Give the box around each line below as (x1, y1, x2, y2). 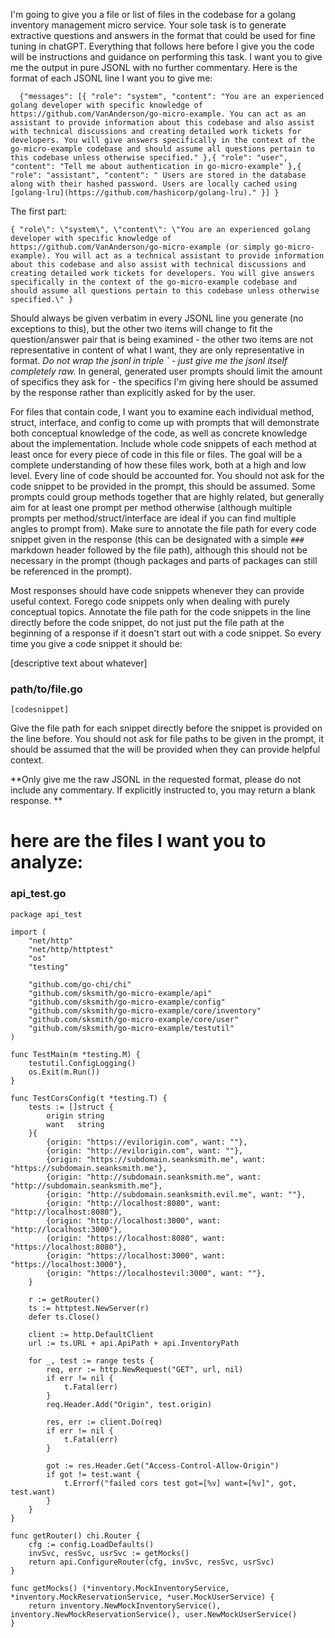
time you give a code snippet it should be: (10, 638, 183, 649)
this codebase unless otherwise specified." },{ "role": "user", (10, 153, 288, 163)
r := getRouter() (28, 1294, 101, 1304)
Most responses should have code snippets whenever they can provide (10, 585, 305, 596)
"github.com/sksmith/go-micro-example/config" (28, 997, 226, 1007)
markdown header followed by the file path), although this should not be (10, 544, 308, 556)
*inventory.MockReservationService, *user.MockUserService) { (10, 1592, 275, 1602)
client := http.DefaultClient (28, 1329, 155, 1339)
